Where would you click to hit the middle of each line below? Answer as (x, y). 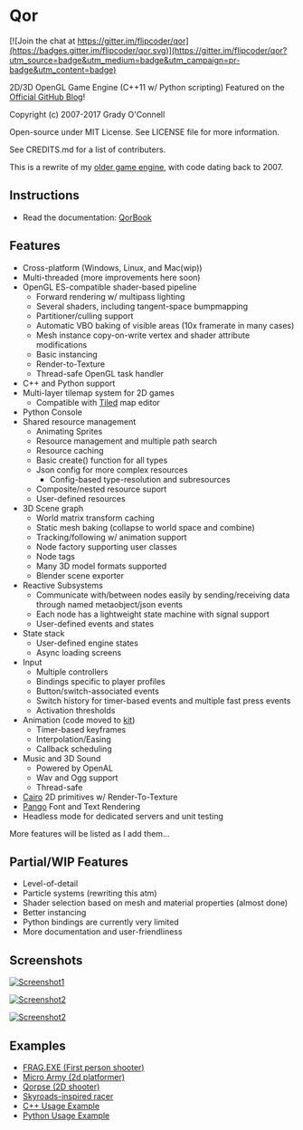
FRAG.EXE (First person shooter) (83, 1068)
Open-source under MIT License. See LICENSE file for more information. (145, 131)
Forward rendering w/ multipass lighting (110, 296)
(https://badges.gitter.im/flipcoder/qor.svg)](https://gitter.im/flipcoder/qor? (148, 50)
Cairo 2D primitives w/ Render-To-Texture (100, 797)
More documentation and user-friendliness (102, 932)
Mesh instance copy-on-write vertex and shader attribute (143, 335)
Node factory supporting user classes (107, 546)
